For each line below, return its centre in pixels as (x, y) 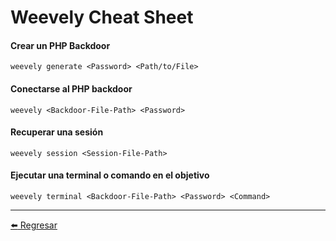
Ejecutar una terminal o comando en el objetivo (110, 175)
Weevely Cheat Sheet (102, 17)
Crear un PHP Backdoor (60, 45)
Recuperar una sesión (57, 132)
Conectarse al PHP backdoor (71, 88)
